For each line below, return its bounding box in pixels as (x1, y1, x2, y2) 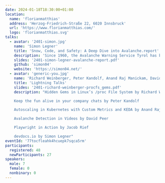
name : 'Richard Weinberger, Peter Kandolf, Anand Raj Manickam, (14, 76, 148, 81)
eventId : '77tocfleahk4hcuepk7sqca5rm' (5, 138, 87, 143)
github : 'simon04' (14, 62, 52, 67)
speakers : (5, 157, 26, 162)
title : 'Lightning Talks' (14, 80, 67, 85)
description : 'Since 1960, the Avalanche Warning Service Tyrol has (14, 53, 157, 58)
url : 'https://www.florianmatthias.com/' (9, 26, 96, 30)
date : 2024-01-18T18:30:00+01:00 (5, 7, 74, 12)
